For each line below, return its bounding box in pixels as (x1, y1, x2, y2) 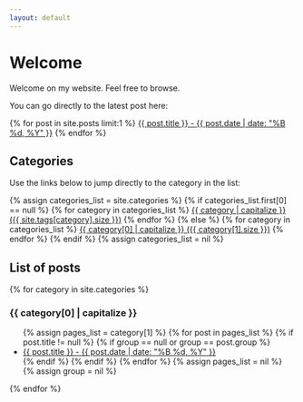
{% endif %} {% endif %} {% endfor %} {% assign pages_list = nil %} (22, 356, 283, 368)
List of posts (9, 260, 82, 275)
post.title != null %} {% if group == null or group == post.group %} (22, 337, 271, 348)
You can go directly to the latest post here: (9, 100, 169, 111)
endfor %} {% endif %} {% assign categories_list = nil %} (9, 233, 224, 245)
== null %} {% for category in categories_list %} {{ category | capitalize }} (9, 205, 287, 216)
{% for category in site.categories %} (9, 284, 150, 295)
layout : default (9, 13, 71, 23)
